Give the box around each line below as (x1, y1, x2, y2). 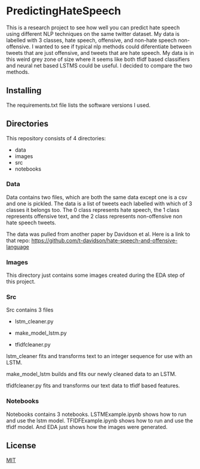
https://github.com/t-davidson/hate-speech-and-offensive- (31, 237, 178, 244)
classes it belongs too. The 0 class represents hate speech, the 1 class (6, 206, 180, 213)
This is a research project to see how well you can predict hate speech (6, 24, 180, 31)
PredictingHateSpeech (6, 4, 121, 18)
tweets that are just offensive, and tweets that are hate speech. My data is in (6, 49, 194, 56)
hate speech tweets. (6, 219, 57, 226)
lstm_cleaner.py (14, 318, 54, 325)
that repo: (6, 237, 30, 244)
